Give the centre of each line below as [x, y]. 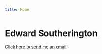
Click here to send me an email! [36, 47]
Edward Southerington [51, 33]
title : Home [17, 9]
